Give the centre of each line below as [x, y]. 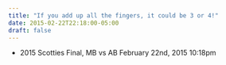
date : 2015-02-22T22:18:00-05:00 [64, 23]
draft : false [30, 30]
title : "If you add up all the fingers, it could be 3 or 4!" [113, 15]
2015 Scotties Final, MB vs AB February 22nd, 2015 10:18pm [118, 53]
